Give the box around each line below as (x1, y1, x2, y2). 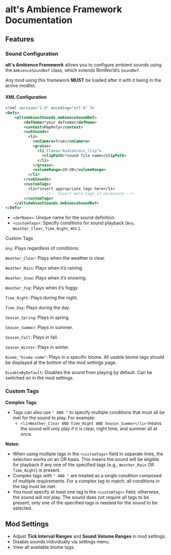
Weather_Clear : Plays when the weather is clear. (5, 255, 106, 261)
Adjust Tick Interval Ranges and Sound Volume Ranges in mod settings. (12, 533, 166, 540)
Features (5, 35, 34, 43)
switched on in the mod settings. (5, 375, 74, 381)
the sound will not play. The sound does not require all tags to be (12, 494, 150, 500)
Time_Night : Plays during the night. (5, 295, 78, 301)
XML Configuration (5, 94, 47, 100)
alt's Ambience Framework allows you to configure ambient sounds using (5, 61, 162, 67)
